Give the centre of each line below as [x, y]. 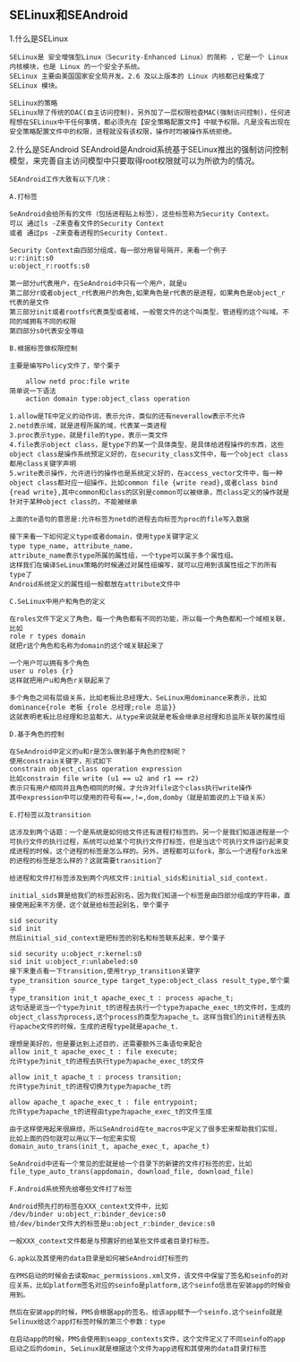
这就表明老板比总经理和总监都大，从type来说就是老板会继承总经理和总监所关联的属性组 [147, 717]
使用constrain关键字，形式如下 [61, 761]
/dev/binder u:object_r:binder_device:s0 [88, 1214]
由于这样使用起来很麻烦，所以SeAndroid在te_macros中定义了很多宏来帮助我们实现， [146, 1129]
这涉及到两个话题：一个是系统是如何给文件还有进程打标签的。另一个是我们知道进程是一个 [149, 832]
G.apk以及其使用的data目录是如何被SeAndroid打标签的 [99, 1258]
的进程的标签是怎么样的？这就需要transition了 [86, 861]
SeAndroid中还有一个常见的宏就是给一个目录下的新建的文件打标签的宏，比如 [131, 1164]
